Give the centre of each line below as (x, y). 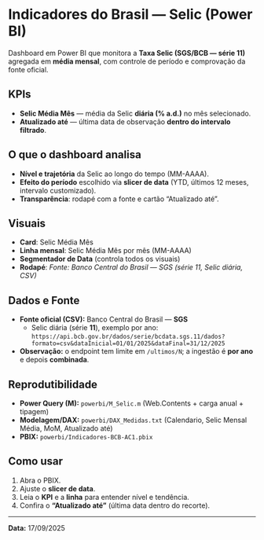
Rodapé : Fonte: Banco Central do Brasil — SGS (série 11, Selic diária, (131, 267)
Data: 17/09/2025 (37, 527)
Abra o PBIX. (40, 480)
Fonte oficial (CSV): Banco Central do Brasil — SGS (104, 319)
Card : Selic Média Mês (57, 242)
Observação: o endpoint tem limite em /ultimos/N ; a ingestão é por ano (136, 351)
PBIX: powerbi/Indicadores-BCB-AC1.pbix (86, 437)
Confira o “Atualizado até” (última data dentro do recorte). (115, 505)
